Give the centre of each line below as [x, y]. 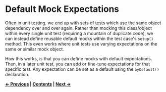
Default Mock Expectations [62, 9]
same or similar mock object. [35, 49]
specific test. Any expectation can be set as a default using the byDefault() [82, 69]
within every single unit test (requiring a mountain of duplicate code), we [79, 33]
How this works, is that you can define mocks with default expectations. [79, 58]
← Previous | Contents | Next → [38, 84]
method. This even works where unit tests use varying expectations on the [81, 44]
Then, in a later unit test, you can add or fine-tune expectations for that [78, 64]
